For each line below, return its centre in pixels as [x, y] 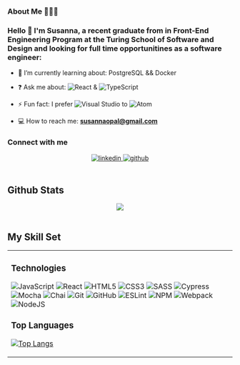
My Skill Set [34, 237]
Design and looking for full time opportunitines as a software [115, 48]
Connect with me [37, 142]
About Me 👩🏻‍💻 [33, 11]
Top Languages [42, 326]
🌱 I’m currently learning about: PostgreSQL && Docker [97, 73]
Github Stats [36, 190]
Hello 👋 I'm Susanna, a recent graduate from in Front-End [108, 30]
